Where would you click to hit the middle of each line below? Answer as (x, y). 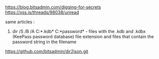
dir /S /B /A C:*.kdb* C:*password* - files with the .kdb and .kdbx (79, 31)
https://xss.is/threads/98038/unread (42, 12)
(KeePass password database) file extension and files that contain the (83, 37)
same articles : (20, 22)
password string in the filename (44, 42)
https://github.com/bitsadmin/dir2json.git (47, 51)
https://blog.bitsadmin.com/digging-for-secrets (53, 7)
